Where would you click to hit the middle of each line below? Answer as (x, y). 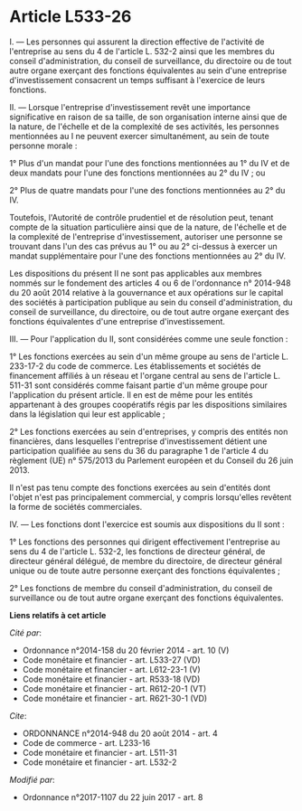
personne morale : (43, 146)
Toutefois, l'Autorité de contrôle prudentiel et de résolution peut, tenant (142, 217)
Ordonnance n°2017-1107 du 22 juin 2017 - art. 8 (113, 797)
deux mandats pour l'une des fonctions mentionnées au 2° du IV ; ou (137, 173)
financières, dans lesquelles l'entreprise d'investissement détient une (138, 441)
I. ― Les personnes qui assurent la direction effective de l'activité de (137, 42)
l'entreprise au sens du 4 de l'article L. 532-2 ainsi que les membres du (142, 51)
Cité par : (26, 632)
